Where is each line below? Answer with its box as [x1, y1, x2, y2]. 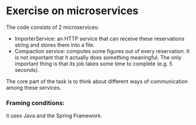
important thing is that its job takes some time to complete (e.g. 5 [14, 60, 172, 67]
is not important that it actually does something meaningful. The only [14, 54, 182, 61]
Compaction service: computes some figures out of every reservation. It [14, 47, 190, 54]
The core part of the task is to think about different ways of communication [6, 78, 188, 85]
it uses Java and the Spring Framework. [6, 112, 103, 119]
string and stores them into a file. [14, 41, 95, 48]
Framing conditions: [6, 98, 65, 107]
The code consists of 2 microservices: [6, 24, 99, 31]
